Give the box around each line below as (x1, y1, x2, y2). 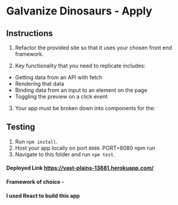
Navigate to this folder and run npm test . (14, 150, 115, 158)
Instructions (6, 28, 53, 38)
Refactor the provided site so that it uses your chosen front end (14, 44, 173, 51)
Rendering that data (14, 80, 64, 87)
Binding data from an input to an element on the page (14, 87, 147, 94)
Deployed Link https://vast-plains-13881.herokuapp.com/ (6, 164, 154, 172)
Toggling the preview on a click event (14, 93, 108, 100)
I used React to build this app (6, 192, 80, 199)
